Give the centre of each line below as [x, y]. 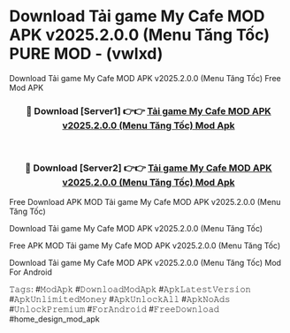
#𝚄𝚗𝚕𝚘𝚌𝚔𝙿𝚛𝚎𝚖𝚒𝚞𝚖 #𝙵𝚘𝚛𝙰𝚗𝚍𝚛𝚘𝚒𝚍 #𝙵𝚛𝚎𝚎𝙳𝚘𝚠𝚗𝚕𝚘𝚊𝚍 [114, 309]
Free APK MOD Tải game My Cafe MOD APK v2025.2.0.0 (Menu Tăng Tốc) [145, 246]
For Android [31, 272]
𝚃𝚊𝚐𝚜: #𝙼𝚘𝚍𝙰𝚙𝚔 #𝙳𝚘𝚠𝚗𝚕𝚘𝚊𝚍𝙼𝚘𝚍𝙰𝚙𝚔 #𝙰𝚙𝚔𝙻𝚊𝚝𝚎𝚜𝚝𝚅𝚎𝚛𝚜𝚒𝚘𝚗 [130, 289]
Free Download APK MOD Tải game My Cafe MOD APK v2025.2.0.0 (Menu [145, 201]
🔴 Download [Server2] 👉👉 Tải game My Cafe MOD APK [149, 168]
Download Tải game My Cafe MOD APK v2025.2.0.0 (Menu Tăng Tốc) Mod [145, 262]
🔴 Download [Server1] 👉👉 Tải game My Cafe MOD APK [149, 110]
